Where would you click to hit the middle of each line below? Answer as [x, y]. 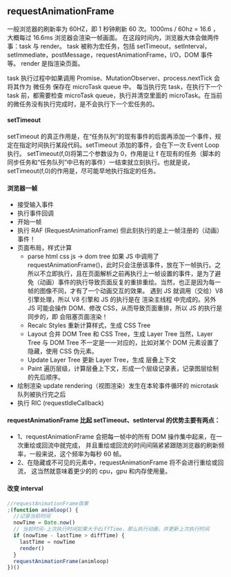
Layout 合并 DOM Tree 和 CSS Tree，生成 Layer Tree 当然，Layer [120, 334]
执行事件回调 [35, 213]
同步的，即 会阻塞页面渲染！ [68, 317]
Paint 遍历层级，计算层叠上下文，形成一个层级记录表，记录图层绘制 [123, 369]
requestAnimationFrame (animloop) [61, 561]
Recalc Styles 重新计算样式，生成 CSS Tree [89, 325]
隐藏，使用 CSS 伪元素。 [62, 351]
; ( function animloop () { [43, 510]
